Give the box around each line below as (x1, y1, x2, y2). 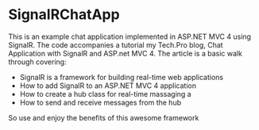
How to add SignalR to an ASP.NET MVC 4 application (19, 81, 197, 90)
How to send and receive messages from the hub (19, 97, 181, 107)
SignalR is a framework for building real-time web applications (19, 72, 224, 82)
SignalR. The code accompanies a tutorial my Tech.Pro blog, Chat (8, 40, 224, 49)
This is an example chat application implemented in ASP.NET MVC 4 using (8, 32, 252, 41)
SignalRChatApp (8, 6, 121, 24)
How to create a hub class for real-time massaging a (19, 89, 192, 98)
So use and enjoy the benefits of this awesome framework (8, 113, 199, 122)
